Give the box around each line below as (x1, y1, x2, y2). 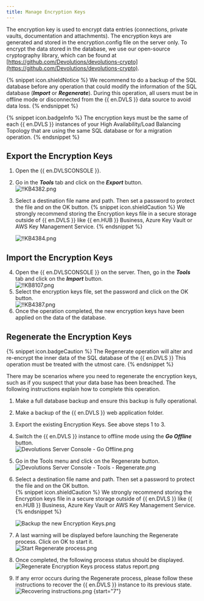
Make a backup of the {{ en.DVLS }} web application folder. (15, 409, 164, 416)
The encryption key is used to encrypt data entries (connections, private (6, 26, 188, 33)
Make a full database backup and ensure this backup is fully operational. (15, 397, 198, 405)
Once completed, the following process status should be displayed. (15, 557, 185, 564)
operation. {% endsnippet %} (6, 133, 80, 141)
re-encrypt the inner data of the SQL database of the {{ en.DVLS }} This (6, 354, 186, 362)
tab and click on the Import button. (15, 275, 104, 283)
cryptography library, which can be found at (6, 51, 117, 58)
